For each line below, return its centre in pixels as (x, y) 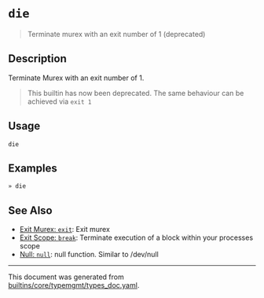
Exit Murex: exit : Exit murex (64, 230)
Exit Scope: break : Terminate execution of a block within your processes (136, 237)
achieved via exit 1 (59, 101)
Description (37, 59)
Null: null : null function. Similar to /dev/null (89, 255)
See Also (30, 210)
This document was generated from (66, 277)
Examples (33, 168)
